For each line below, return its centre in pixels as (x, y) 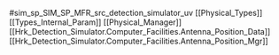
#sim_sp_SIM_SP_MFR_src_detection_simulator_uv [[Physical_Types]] (136, 13)
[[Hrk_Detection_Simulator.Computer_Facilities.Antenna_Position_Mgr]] (139, 41)
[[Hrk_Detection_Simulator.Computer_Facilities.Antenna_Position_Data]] (140, 31)
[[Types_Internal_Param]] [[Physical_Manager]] (96, 22)
